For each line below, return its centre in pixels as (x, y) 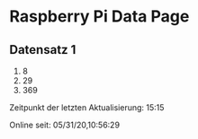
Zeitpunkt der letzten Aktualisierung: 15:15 (87, 108)
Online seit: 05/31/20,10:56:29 (64, 125)
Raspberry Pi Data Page (99, 17)
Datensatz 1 (43, 50)
